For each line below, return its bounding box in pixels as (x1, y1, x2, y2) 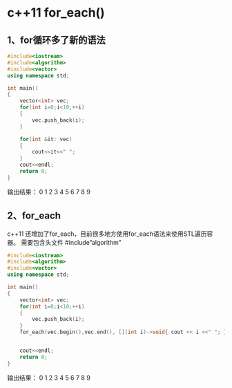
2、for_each (7, 210, 61, 222)
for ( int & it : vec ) (19, 136, 72, 142)
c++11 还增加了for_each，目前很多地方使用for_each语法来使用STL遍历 (7, 230, 207, 238)
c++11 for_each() (7, 5, 105, 21)
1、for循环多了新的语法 (7, 34, 106, 46)
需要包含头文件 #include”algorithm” (20, 238, 122, 246)
